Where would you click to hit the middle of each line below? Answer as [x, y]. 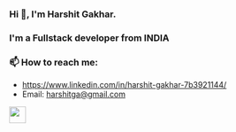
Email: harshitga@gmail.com [74, 94]
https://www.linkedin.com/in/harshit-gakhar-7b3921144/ [124, 85]
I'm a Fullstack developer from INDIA [89, 37]
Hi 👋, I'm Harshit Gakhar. [63, 14]
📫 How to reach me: [54, 62]
